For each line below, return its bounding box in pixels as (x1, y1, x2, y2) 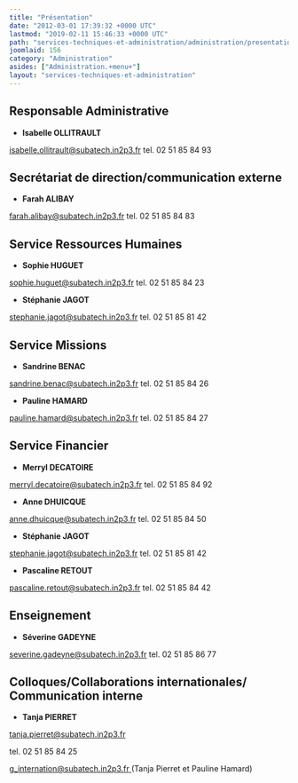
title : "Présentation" (9, 12, 93, 22)
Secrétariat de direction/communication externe (9, 170, 282, 185)
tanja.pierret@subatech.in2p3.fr (9, 729, 126, 739)
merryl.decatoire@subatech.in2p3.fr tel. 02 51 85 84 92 (9, 478, 213, 489)
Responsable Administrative (9, 104, 169, 119)
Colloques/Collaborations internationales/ (9, 675, 247, 690)
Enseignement (9, 608, 91, 623)
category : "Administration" (9, 54, 114, 63)
